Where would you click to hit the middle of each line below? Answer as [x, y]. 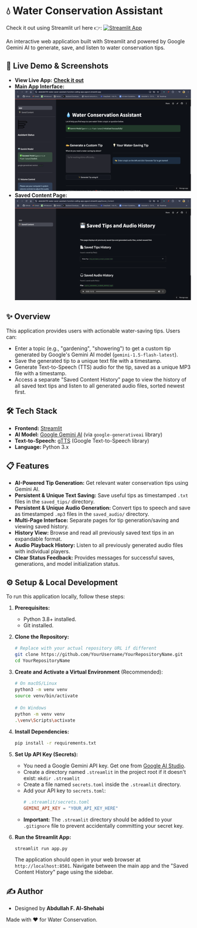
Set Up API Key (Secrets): [46, 754]
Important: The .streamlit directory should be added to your [98, 820]
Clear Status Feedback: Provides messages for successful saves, [94, 558]
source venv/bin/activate [46, 696]
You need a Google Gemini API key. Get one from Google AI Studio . [104, 766]
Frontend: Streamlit [38, 428]
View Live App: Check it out [49, 80]
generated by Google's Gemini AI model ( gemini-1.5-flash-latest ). [96, 354]
